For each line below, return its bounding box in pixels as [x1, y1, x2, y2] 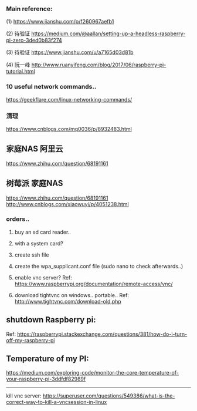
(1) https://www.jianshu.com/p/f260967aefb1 [6, 18, 114, 25]
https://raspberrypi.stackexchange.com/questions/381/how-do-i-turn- [17, 331, 188, 338]
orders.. [6, 215, 30, 223]
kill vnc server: [6, 392, 42, 399]
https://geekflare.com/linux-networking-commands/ [6, 96, 133, 103]
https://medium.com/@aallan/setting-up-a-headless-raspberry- [31, 30, 186, 37]
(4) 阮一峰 [6, 61, 30, 69]
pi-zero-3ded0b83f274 [6, 37, 63, 44]
